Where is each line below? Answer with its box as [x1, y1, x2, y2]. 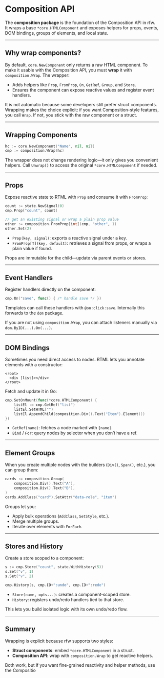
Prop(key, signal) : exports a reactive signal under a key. [12, 235, 127, 241]
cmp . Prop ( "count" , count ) [5, 208, 58, 213]
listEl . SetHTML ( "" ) [14, 407, 54, 412]
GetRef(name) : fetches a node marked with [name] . [12, 425, 113, 431]
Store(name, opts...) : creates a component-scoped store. [12, 591, 131, 597]
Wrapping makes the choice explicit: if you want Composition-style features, [5, 107, 159, 113]
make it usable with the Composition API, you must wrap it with [5, 67, 132, 73]
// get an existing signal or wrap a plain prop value [5, 217, 119, 222]
